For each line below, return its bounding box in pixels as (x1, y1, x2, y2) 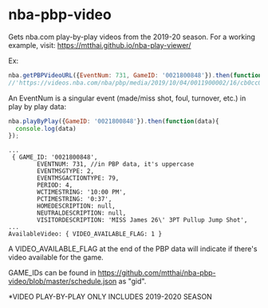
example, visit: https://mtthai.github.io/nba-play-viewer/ (8, 40, 191, 49)
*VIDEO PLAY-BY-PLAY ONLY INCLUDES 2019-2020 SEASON (8, 292, 213, 302)
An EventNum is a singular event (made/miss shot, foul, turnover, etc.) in (8, 93, 246, 103)
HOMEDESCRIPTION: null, (37, 202, 116, 211)
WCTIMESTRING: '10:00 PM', (37, 188, 127, 196)
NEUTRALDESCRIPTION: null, (37, 209, 127, 217)
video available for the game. (8, 253, 104, 263)
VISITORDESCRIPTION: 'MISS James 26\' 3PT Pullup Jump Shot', (37, 216, 248, 224)
